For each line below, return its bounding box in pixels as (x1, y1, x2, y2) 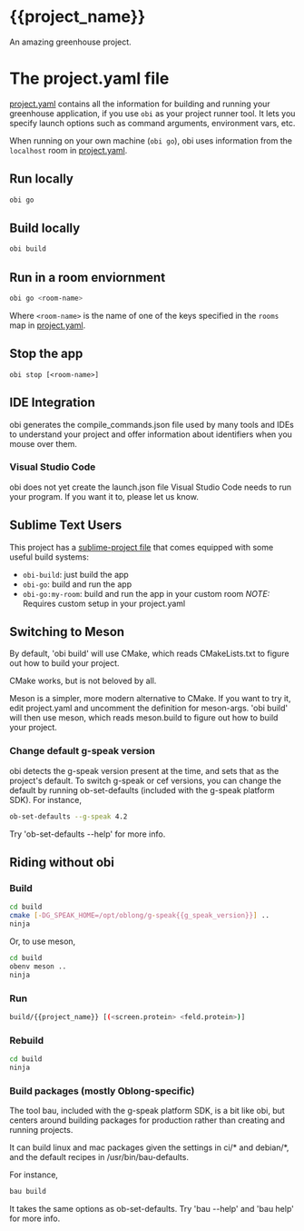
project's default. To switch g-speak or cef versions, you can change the (9, 775, 281, 786)
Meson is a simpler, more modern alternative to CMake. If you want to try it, (9, 693, 291, 704)
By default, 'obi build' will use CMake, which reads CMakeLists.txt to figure (9, 648, 289, 660)
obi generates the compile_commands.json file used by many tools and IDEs (9, 419, 295, 430)
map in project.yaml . (9, 320, 86, 331)
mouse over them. (9, 438, 77, 449)
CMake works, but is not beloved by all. (9, 675, 157, 687)
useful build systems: (9, 551, 89, 562)
